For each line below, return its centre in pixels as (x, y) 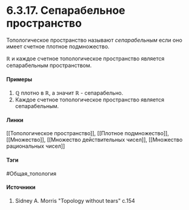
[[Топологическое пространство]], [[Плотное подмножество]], (88, 133)
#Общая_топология (31, 173)
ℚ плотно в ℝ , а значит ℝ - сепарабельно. (69, 93)
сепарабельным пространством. (49, 65)
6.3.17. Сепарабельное (66, 11)
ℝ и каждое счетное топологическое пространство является (85, 59)
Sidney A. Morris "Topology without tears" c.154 (75, 200)
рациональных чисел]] (36, 146)
